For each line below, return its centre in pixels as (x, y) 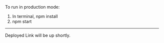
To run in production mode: (32, 7)
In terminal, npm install (35, 16)
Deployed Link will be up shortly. (38, 35)
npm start (22, 21)
